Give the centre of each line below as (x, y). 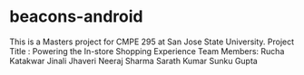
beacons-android (76, 17)
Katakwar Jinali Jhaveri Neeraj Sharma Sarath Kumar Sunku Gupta (134, 61)
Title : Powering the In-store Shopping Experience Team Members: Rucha (147, 51)
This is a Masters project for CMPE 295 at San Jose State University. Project (152, 42)
